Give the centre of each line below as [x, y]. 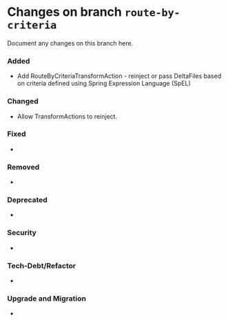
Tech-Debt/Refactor [42, 265]
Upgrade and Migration [46, 299]
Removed [23, 167]
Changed [23, 101]
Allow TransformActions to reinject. [67, 116]
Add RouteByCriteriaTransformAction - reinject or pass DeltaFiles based [119, 76]
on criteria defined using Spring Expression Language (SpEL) [104, 83]
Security [22, 233]
